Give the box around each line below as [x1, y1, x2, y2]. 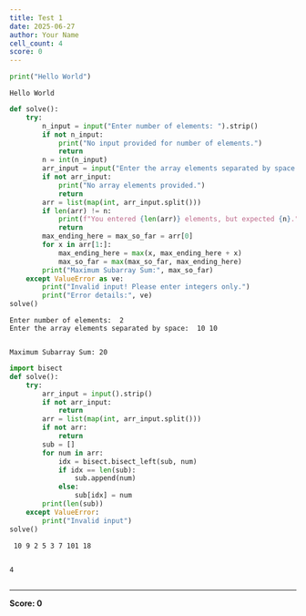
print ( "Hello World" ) [9, 72, 92, 82]
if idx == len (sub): [57, 466, 137, 475]
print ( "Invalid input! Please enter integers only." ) [42, 282, 250, 292]
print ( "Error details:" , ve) [42, 291, 153, 301]
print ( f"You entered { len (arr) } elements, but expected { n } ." [57, 215, 300, 224]
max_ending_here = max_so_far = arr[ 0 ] [42, 231, 194, 241]
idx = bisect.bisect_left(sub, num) [57, 457, 198, 466]
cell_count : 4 [9, 38, 64, 48]
